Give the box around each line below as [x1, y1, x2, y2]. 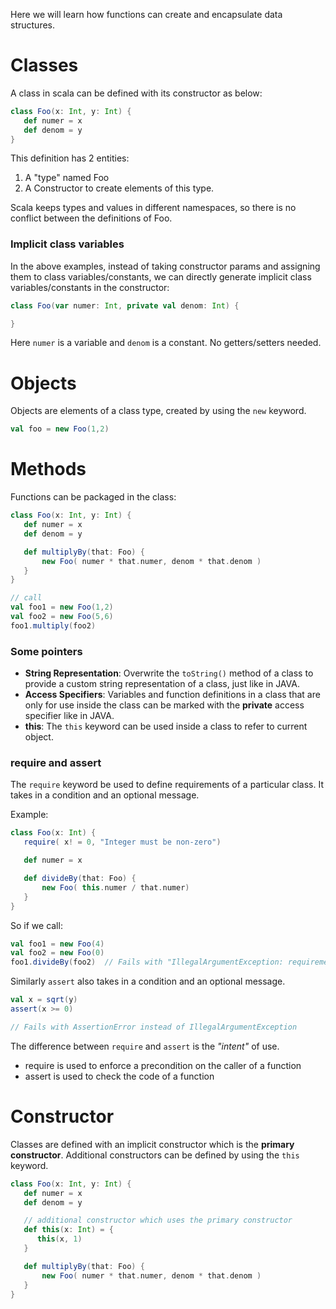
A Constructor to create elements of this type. [24, 182, 215, 194]
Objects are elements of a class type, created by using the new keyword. [10, 405, 307, 417]
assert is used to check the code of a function [24, 1070, 215, 1082]
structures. [10, 19, 55, 31]
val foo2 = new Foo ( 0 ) [10, 948, 105, 958]
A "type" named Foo [24, 172, 110, 184]
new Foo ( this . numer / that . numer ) [41, 882, 190, 893]
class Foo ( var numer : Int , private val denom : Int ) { [10, 300, 240, 311]
